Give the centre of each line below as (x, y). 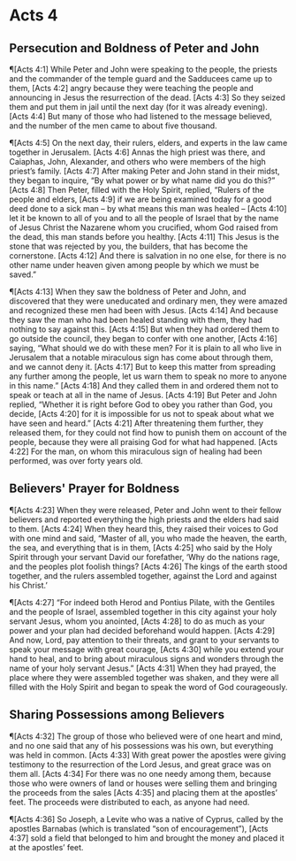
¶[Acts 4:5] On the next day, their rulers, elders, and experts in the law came (148, 143)
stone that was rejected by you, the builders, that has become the (129, 246)
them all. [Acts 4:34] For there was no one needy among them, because (140, 773)
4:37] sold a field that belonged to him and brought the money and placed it (147, 838)
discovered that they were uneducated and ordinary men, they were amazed (148, 301)
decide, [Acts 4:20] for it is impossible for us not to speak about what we (142, 414)
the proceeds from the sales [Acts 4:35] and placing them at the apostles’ (144, 792)
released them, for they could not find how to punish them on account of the (148, 433)
